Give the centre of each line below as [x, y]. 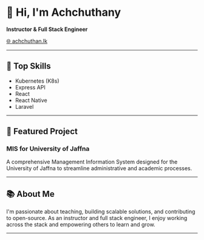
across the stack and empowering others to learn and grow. [81, 225]
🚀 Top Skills [29, 66]
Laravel [24, 106]
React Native [31, 100]
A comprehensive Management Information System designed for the [92, 162]
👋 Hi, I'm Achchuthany [64, 12]
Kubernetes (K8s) [37, 81]
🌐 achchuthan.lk [27, 41]
